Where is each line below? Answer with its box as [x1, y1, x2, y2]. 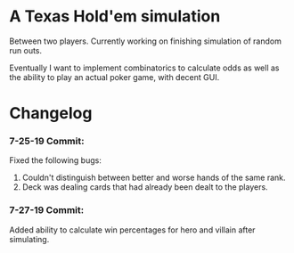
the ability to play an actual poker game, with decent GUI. [9, 71, 220, 82]
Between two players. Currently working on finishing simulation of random [9, 36, 282, 46]
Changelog [9, 103, 93, 124]
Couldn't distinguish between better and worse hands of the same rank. [21, 172, 287, 184]
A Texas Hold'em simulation [9, 6, 221, 27]
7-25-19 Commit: [9, 135, 85, 148]
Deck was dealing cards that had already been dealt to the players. [21, 182, 269, 192]
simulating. [9, 233, 50, 244]
